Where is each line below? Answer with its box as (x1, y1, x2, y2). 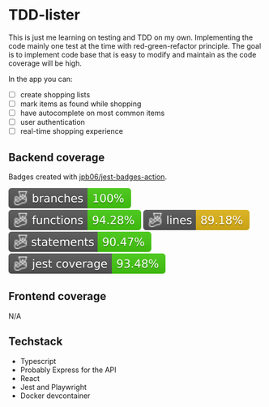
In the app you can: (8, 74, 73, 84)
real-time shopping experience (19, 126, 124, 136)
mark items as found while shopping (19, 99, 142, 109)
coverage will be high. (8, 58, 83, 68)
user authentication (19, 118, 85, 127)
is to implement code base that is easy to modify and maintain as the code (8, 49, 257, 59)
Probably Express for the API (19, 365, 117, 375)
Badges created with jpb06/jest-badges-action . (8, 172, 168, 182)
